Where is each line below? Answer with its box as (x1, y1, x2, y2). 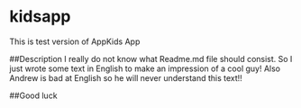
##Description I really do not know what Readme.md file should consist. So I (9, 53, 293, 64)
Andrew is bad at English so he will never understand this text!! (9, 72, 243, 83)
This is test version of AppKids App (9, 36, 141, 47)
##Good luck (9, 90, 58, 101)
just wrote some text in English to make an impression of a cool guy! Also (9, 63, 281, 74)
